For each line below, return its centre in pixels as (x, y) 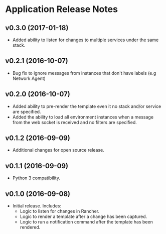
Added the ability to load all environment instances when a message (83, 117)
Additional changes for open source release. (58, 150)
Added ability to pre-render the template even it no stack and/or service (87, 106)
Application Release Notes (61, 9)
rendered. (30, 227)
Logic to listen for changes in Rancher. (59, 211)
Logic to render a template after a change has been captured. (84, 216)
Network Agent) (29, 78)
